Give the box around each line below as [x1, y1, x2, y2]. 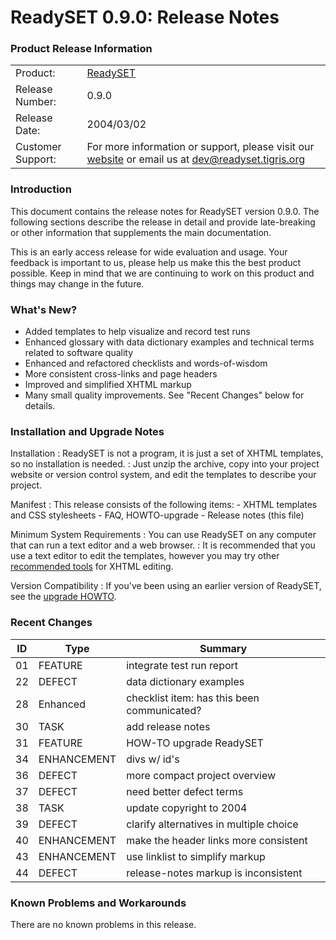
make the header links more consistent [126, 833, 308, 847]
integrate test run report [126, 658, 239, 672]
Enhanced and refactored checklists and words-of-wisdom [24, 357, 268, 370]
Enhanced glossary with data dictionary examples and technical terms [24, 336, 315, 348]
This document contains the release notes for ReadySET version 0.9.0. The [10, 205, 320, 217]
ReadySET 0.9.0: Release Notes [10, 6, 280, 29]
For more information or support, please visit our [86, 140, 315, 154]
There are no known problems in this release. [10, 918, 197, 930]
